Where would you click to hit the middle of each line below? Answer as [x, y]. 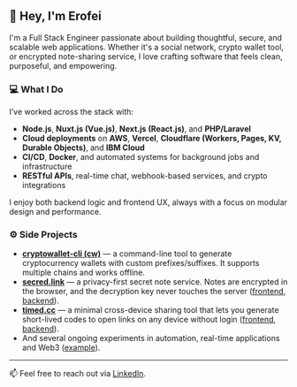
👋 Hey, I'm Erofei [55, 16]
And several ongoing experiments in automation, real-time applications [151, 338]
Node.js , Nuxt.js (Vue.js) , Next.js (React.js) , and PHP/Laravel [137, 129]
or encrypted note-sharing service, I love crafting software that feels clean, [146, 56]
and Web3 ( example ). [61, 348]
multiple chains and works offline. [84, 273]
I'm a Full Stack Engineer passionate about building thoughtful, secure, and [146, 37]
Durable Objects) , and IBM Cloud [84, 148]
